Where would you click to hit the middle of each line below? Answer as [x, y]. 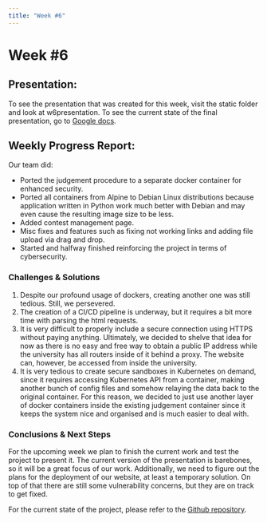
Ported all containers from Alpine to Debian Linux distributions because [137, 197]
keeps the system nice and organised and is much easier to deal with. [134, 413]
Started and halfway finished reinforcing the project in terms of [123, 248]
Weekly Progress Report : [72, 146]
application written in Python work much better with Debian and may [132, 206]
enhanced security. [51, 189]
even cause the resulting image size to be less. [97, 214]
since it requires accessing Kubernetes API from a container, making [132, 379]
